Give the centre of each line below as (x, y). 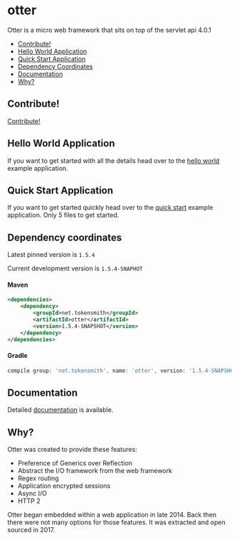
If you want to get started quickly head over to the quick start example (110, 208)
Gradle (18, 356)
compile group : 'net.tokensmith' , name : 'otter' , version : (97, 371)
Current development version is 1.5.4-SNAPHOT (75, 268)
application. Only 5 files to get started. (63, 215)
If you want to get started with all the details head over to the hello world (113, 160)
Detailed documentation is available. (60, 410)
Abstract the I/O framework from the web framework (95, 471)
